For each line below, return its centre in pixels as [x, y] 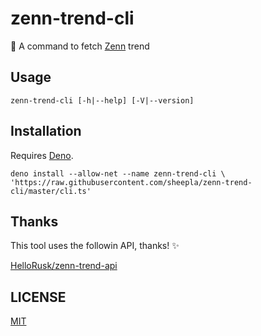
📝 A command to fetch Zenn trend [80, 46]
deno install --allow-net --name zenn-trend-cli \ [118, 173]
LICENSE [38, 297]
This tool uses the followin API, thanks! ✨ [95, 246]
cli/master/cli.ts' [51, 191]
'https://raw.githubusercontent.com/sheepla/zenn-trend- [131, 182]
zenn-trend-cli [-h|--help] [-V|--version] [102, 100]
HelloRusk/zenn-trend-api [64, 266]
